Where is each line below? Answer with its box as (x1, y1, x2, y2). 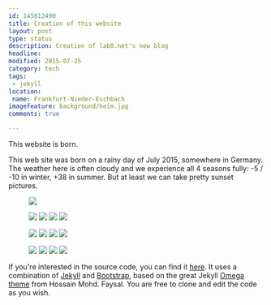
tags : (8, 72, 27, 80)
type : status (8, 34, 53, 43)
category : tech (8, 65, 60, 73)
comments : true (8, 110, 60, 118)
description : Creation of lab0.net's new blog (8, 42, 169, 50)
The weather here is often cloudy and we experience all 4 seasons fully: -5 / (8, 164, 264, 173)
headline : (8, 49, 42, 58)
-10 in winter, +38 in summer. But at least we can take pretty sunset (8, 172, 234, 182)
